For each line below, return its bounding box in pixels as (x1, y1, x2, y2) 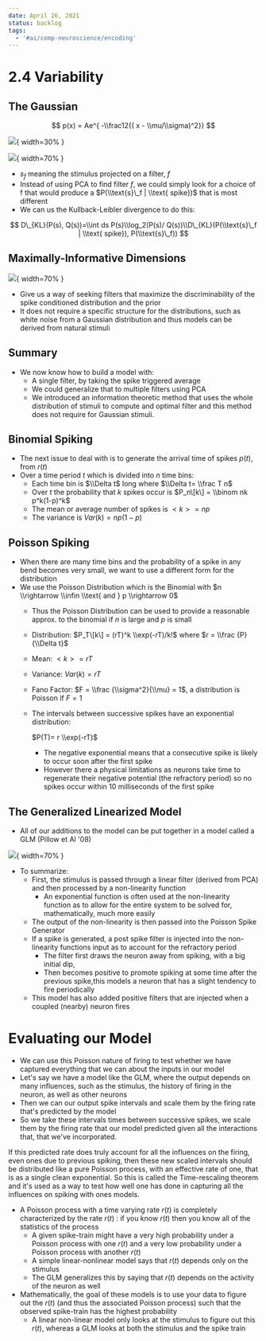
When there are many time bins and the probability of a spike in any (19, 557, 241, 567)
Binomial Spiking (8, 433, 94, 446)
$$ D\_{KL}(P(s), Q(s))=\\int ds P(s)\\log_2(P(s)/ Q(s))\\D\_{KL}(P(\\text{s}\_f (10, 220, 257, 230)
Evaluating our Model (8, 1030, 152, 1047)
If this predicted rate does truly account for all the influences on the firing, (8, 1148, 250, 1157)
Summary (8, 346, 58, 360)
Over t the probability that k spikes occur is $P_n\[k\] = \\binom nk (31, 487, 249, 497)
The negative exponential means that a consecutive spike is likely (43, 748, 258, 758)
